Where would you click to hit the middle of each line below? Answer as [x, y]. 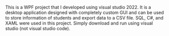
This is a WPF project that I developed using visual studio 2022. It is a [78, 7]
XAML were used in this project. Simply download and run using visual [79, 23]
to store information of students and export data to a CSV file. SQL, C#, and [84, 18]
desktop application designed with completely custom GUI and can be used [85, 12]
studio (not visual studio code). [38, 28]
